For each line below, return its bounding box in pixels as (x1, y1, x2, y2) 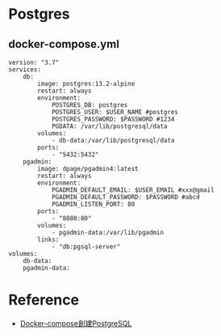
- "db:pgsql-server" (51, 243, 121, 251)
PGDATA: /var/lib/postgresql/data (51, 122, 168, 130)
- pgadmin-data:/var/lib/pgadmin (51, 228, 164, 236)
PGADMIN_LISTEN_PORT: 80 (51, 200, 136, 208)
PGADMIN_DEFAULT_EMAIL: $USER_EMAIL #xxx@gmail (51, 186, 215, 194)
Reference (8, 291, 79, 309)
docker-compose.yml (8, 37, 119, 51)
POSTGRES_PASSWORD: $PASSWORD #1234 (51, 115, 175, 123)
